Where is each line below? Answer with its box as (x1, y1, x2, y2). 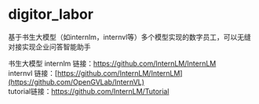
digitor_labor (8, 5, 94, 23)
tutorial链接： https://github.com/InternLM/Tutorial (8, 86, 170, 95)
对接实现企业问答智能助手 (8, 41, 91, 52)
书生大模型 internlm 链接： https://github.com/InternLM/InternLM (8, 59, 217, 68)
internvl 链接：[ (8, 68, 58, 77)
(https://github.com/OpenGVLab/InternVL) (8, 77, 145, 87)
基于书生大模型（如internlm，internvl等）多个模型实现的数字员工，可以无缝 (8, 32, 251, 41)
